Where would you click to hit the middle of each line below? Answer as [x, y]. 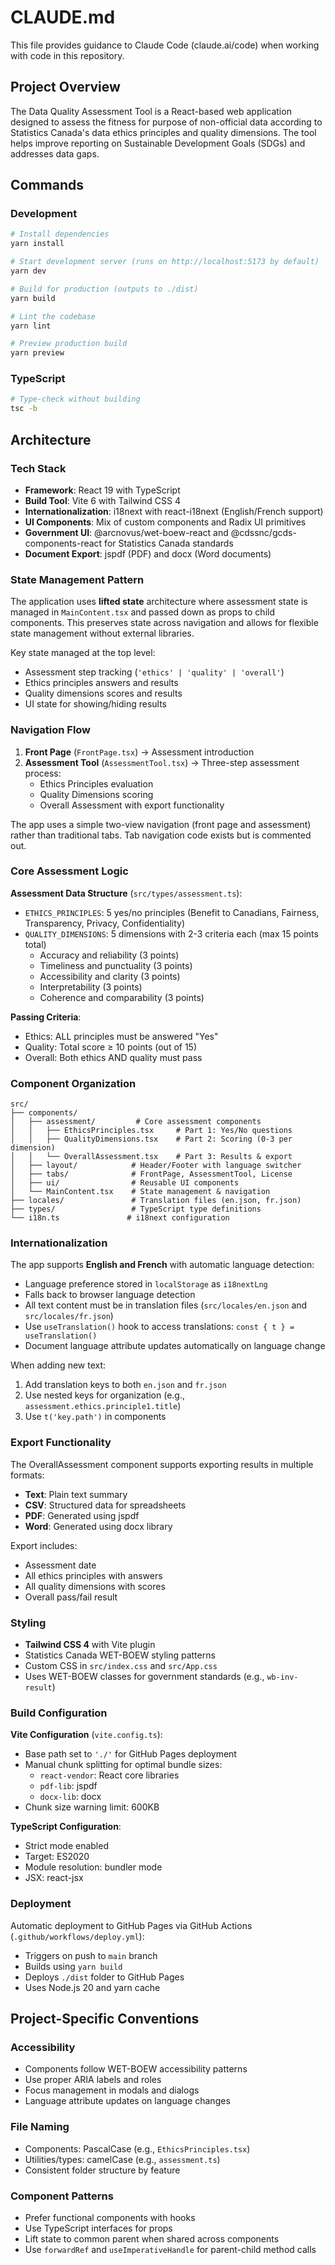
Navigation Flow [51, 730]
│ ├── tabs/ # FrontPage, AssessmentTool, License [151, 1174]
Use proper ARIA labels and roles [93, 2080]
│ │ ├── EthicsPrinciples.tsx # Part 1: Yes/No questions [151, 1131]
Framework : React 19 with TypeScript [102, 490]
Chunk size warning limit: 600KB [92, 1807]
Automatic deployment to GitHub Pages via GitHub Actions [131, 1925]
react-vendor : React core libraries [109, 1775]
